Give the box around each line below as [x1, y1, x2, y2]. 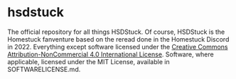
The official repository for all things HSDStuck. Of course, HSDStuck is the [7, 28, 225, 36]
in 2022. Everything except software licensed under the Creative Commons [7, 42, 228, 51]
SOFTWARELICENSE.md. [7, 65, 81, 73]
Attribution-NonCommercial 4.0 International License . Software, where [7, 50, 215, 59]
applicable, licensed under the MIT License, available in [7, 57, 170, 66]
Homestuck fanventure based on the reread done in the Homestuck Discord [7, 35, 230, 43]
